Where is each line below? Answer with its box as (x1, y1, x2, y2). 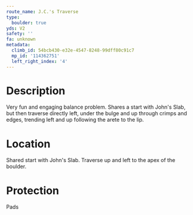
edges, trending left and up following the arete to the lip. (6, 116, 144, 124)
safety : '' (6, 31, 33, 37)
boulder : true (11, 20, 46, 26)
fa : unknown (6, 36, 36, 42)
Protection (6, 184, 60, 197)
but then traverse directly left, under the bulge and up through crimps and (6, 110, 188, 117)
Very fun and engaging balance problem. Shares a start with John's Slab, (6, 103, 186, 110)
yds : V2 (6, 25, 26, 31)
